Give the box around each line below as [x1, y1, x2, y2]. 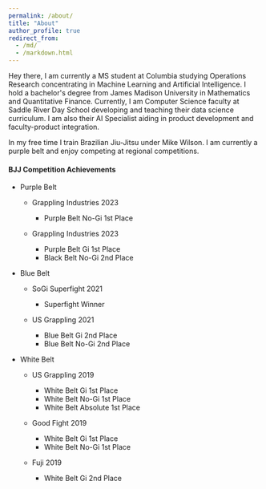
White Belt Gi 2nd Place [43, 474, 123, 483]
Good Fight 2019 [31, 418, 87, 428]
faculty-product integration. [8, 122, 100, 131]
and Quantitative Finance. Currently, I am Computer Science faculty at [8, 97, 240, 106]
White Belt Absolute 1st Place [43, 402, 141, 413]
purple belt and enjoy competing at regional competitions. [8, 146, 199, 156]
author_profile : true [8, 26, 81, 34]
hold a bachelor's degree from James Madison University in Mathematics [8, 88, 251, 97]
